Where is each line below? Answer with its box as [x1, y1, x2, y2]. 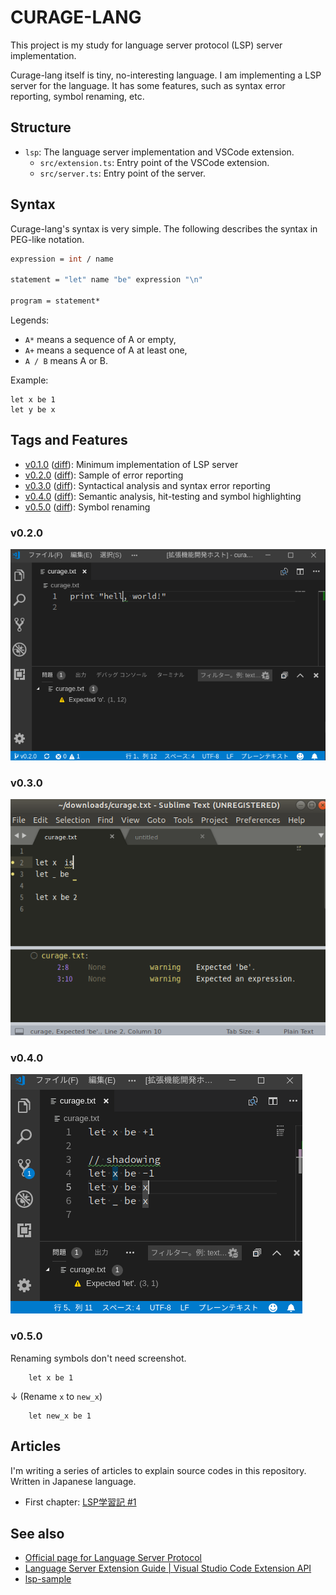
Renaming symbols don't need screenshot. [10, 1352, 187, 1364]
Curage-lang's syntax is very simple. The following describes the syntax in [10, 222, 318, 235]
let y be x [10, 404, 56, 415]
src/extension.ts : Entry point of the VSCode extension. [39, 156, 270, 168]
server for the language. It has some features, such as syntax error [10, 79, 286, 91]
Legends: [10, 314, 50, 326]
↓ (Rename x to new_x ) [10, 1390, 103, 1402]
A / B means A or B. [24, 354, 108, 366]
